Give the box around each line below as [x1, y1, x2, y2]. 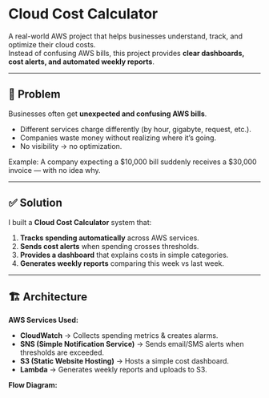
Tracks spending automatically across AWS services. [19, 233, 200, 243]
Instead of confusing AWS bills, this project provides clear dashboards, [8, 48, 245, 58]
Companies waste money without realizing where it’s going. [19, 133, 217, 143]
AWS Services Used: [8, 316, 78, 325]
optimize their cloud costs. [8, 39, 96, 49]
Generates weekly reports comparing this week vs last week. [19, 258, 225, 268]
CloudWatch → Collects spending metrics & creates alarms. [19, 331, 219, 340]
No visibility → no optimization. [19, 141, 122, 151]
